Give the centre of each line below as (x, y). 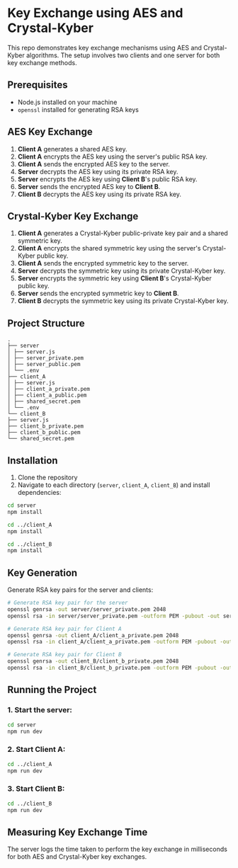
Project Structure (46, 323)
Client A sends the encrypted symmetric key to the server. (103, 263)
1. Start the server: (40, 710)
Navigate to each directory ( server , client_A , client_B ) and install (114, 485)
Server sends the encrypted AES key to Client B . (89, 186)
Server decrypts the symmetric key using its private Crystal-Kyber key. (121, 271)
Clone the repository (47, 477)
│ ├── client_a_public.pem (47, 395)
